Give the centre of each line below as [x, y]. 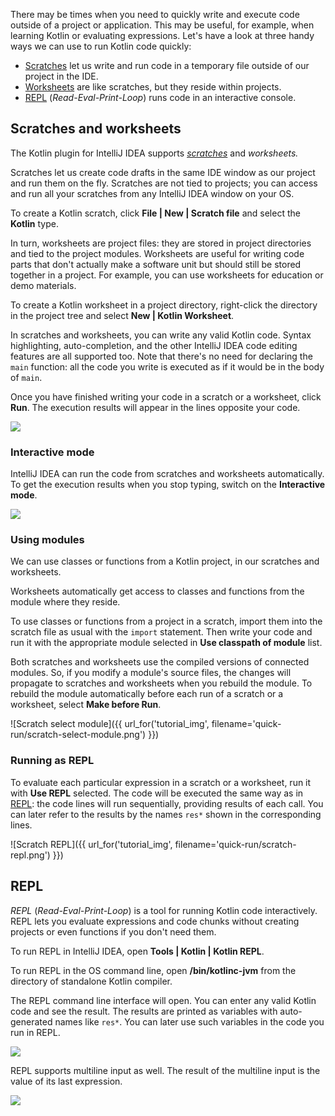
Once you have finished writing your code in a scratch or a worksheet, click [166, 396]
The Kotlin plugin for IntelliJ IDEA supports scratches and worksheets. [154, 153]
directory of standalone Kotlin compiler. [91, 981]
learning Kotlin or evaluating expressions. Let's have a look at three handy [162, 35]
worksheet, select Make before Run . [86, 705]
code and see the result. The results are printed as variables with [144, 1011]
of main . [26, 377]
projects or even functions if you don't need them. [113, 931]
